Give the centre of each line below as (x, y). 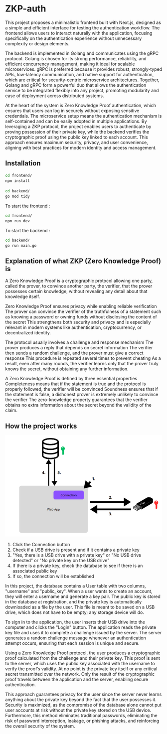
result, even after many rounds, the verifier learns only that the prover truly (82, 364)
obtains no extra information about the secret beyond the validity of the (79, 405)
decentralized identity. (28, 333)
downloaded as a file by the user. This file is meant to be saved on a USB (80, 607)
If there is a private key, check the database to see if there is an (78, 566)
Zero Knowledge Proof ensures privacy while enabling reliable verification (81, 306)
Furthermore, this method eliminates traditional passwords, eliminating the (82, 715)
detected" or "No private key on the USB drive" (61, 560)
